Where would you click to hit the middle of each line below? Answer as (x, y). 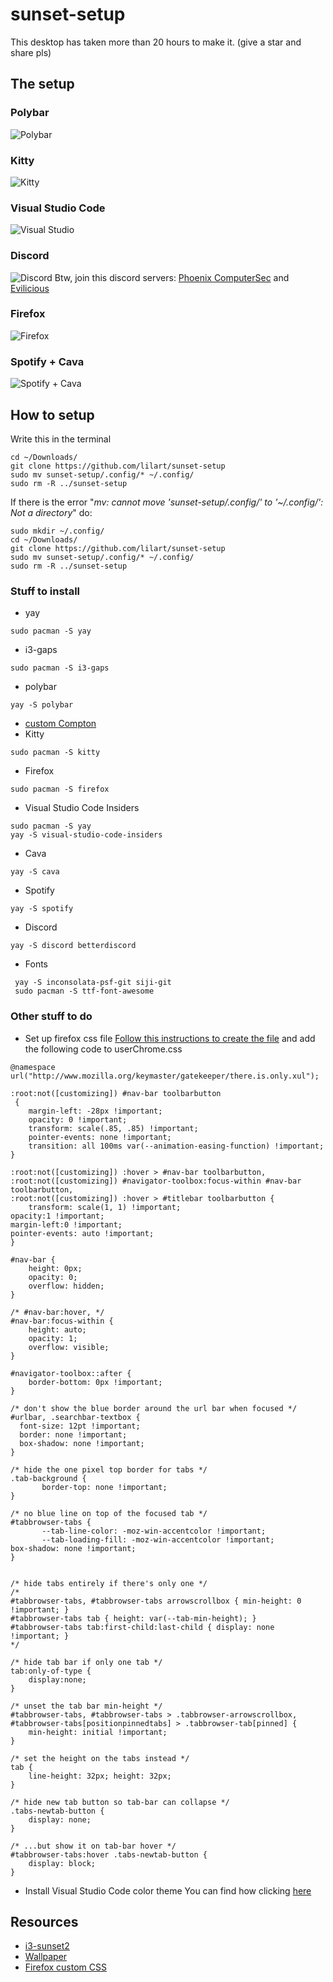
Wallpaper (46, 1957)
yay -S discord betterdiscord (73, 946)
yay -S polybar (42, 705)
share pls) (31, 52)
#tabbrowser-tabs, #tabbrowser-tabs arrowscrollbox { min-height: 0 (156, 1601)
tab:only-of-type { (51, 1671)
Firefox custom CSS (65, 1967)
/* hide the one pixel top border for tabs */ (109, 1469)
